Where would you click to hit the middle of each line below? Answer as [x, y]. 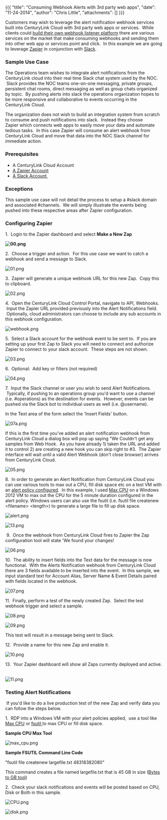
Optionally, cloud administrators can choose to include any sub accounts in [84, 314]
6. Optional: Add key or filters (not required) [51, 369]
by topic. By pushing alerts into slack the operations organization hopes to [82, 94]
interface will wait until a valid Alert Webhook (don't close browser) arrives [82, 455]
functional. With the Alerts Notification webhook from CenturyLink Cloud [80, 565]
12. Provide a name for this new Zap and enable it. [57, 645]
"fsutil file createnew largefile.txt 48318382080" [55, 762]
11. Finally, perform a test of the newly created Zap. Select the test [74, 601]
